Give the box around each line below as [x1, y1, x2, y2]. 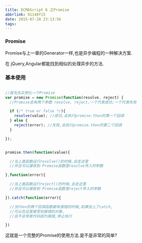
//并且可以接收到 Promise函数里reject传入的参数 [9, 186, 101, 191]
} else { [9, 118, 28, 123]
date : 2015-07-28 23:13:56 [5, 17, 61, 22]
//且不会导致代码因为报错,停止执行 [9, 213, 72, 218]
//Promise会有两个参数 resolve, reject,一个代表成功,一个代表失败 [9, 100, 137, 105]
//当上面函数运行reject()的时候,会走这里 [9, 181, 86, 187]
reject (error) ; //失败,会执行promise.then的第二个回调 [14, 123, 122, 128]
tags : [5, 21, 16, 27]
